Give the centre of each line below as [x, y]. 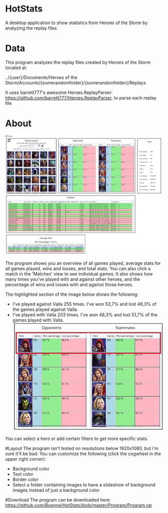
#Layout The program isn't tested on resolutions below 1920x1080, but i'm [82, 448]
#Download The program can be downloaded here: [58, 500]
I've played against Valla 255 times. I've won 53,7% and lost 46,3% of [85, 304]
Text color [23, 474]
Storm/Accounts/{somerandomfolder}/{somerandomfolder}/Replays [76, 82]
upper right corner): [26, 459]
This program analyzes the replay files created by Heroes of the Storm [78, 62]
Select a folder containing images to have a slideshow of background [84, 485]
